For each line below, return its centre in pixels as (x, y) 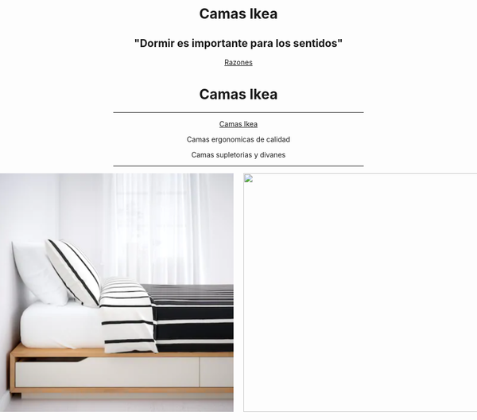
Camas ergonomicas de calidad (238, 139)
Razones (238, 62)
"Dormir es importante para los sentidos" (238, 43)
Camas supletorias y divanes (238, 154)
